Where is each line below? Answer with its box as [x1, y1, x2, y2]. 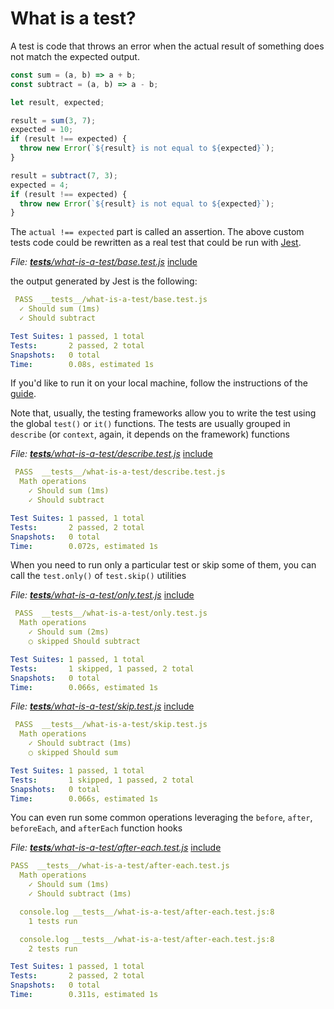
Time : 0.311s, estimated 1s [10, 990, 159, 1000]
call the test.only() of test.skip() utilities [10, 570, 187, 582]
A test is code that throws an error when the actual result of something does [10, 40, 325, 52]
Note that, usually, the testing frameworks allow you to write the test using [10, 407, 317, 419]
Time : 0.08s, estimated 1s [10, 359, 155, 369]
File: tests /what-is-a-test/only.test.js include [10, 589, 195, 601]
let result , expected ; [10, 97, 105, 107]
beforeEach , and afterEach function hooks [10, 822, 183, 834]
